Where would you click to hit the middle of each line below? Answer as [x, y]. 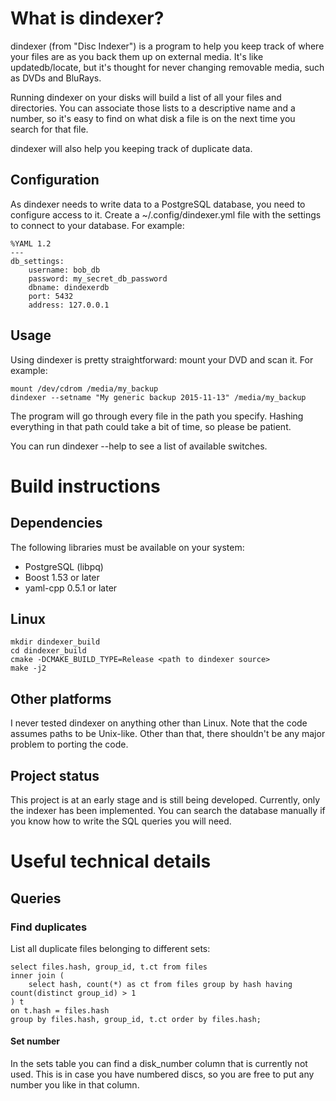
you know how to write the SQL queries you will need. [121, 821]
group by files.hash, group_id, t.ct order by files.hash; [136, 1019]
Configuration [55, 180]
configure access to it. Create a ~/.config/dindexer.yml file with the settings [166, 214]
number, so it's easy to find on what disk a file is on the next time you [153, 118]
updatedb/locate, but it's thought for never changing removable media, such [167, 67]
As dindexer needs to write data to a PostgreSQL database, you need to [158, 204]
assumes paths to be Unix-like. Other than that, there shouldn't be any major [168, 734]
